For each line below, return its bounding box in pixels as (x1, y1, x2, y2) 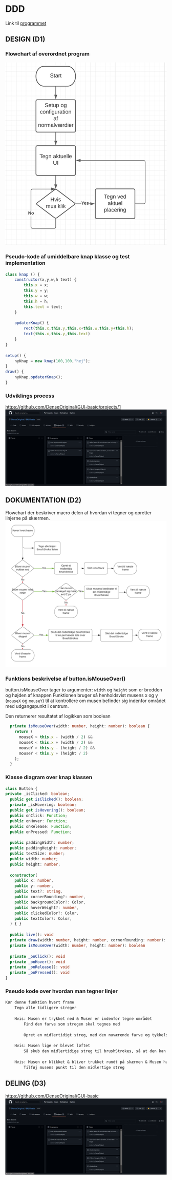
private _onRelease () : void (10, 964, 70, 970)
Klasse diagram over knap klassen (5, 773, 93, 781)
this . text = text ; (24, 304, 63, 309)
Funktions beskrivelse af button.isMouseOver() (5, 675, 126, 682)
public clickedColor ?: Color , (14, 911, 79, 916)
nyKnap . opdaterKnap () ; (14, 375, 63, 380)
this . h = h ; (24, 299, 50, 304)
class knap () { (5, 272, 40, 277)
